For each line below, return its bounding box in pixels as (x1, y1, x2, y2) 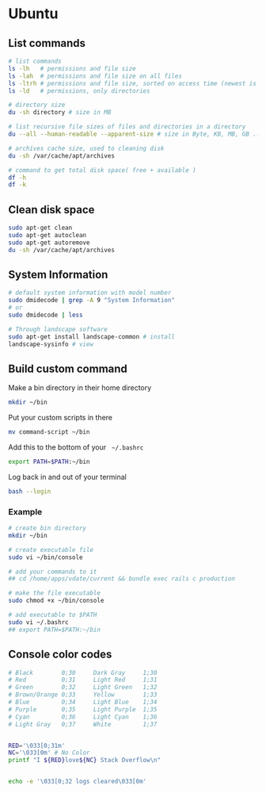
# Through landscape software (8, 325, 108, 333)
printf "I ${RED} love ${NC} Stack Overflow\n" (8, 757, 161, 764)
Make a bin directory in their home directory (8, 383, 152, 393)
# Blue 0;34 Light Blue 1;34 (8, 699, 158, 707)
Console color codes (8, 648, 112, 661)
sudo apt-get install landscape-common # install (8, 332, 176, 341)
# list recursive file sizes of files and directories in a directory (8, 123, 246, 131)
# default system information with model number (8, 289, 172, 297)
